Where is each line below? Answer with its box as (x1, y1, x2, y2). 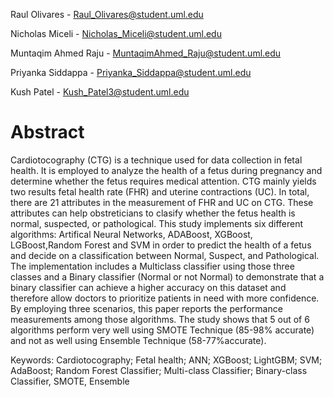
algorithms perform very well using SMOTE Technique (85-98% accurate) (10, 324, 315, 336)
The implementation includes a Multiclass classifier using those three (10, 260, 295, 272)
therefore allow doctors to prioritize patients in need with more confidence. (10, 292, 320, 304)
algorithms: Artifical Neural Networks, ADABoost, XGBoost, (10, 228, 253, 240)
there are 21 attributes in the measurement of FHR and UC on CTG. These (10, 196, 314, 208)
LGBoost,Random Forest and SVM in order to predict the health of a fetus (10, 239, 312, 251)
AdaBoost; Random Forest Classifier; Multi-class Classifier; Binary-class (10, 364, 308, 376)
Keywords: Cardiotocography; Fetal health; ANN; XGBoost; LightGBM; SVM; (10, 354, 323, 366)
